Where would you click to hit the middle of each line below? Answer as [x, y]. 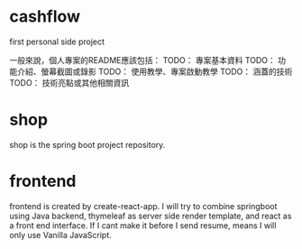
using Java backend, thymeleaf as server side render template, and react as [151, 216]
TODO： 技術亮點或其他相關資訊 [69, 82]
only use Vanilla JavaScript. [61, 235]
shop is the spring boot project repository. [87, 144]
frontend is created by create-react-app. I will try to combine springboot [143, 206]
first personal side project [57, 41]
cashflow [45, 17]
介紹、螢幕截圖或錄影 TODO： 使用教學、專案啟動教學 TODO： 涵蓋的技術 [155, 71]
